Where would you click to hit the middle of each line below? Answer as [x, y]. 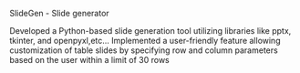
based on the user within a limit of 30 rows [90, 60]
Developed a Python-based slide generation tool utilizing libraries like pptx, [150, 31]
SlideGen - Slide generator [59, 13]
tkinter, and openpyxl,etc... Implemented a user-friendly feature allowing [145, 41]
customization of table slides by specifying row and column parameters [144, 50]
